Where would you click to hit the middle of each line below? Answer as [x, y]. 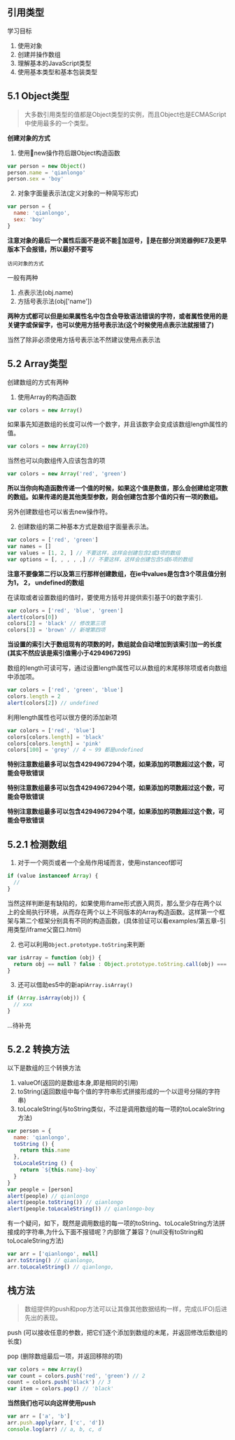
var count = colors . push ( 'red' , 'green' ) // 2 [76, 1376]
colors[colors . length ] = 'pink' [54, 743]
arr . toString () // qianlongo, [51, 1261]
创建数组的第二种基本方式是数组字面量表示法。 [85, 526]
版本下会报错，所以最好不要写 [50, 249]
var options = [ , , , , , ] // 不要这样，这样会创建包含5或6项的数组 [100, 559]
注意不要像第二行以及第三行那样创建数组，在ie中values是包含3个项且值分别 [117, 573]
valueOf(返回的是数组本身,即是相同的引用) [78, 1082]
